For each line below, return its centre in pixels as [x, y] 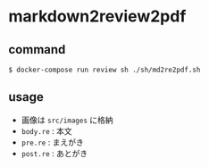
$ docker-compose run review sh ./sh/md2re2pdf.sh [104, 70]
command [37, 50]
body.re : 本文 [46, 130]
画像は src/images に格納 [67, 120]
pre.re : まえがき [52, 142]
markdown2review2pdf [97, 17]
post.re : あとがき [54, 153]
